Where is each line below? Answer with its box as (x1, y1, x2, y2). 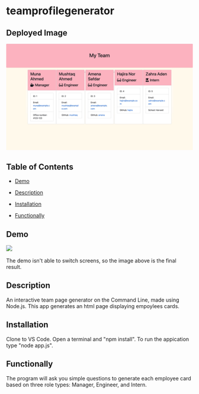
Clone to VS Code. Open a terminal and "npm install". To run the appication (6, 335, 190, 342)
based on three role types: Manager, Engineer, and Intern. (6, 381, 147, 388)
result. (6, 264, 22, 271)
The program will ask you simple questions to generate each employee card (6, 374, 191, 382)
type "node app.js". (6, 342, 53, 349)
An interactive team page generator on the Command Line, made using (6, 296, 179, 303)
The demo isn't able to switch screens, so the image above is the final (6, 257, 176, 264)
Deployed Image (6, 28, 68, 38)
